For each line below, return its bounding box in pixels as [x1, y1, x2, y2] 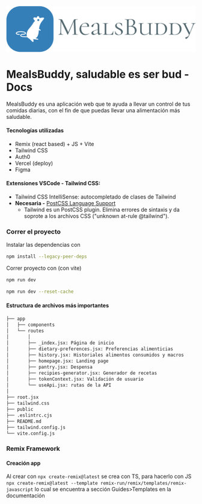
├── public [6, 406, 34, 413]
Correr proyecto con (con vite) [6, 264, 82, 272]
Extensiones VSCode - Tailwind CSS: [6, 180, 101, 187]
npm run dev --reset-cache [6, 289, 74, 295]
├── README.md [6, 418, 42, 425]
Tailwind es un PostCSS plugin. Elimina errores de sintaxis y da [23, 206, 180, 213]
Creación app [6, 459, 41, 467]
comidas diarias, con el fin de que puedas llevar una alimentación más [6, 106, 180, 114]
